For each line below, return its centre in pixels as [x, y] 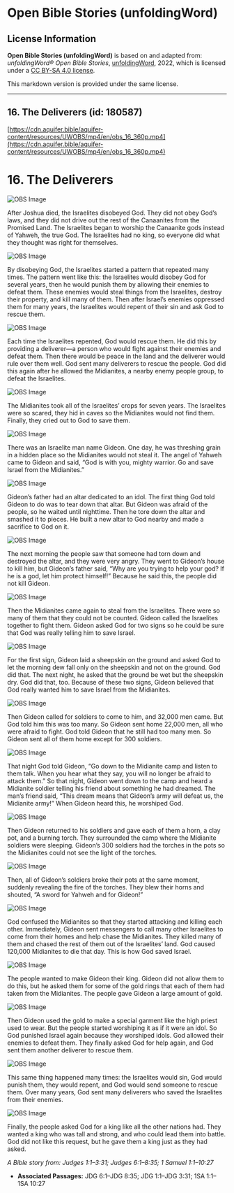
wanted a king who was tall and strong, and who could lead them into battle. [117, 1134]
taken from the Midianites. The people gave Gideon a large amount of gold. [115, 993]
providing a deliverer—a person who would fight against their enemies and [114, 348]
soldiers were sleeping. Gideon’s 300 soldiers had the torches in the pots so [116, 845]
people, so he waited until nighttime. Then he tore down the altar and [106, 511]
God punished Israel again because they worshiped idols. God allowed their [116, 1035]
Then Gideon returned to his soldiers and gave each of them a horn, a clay [114, 830]
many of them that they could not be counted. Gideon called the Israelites [112, 617]
